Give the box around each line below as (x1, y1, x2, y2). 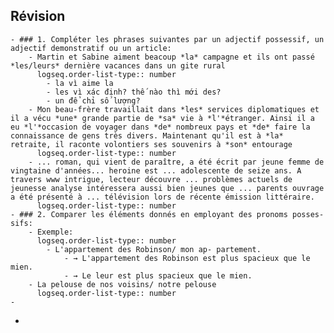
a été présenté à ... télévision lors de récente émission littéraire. (10, 192, 315, 202)
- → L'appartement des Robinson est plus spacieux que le (63, 253, 311, 263)
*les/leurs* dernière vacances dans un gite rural (10, 60, 226, 71)
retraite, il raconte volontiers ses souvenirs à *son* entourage (10, 139, 293, 149)
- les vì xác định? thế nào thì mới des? (46, 87, 222, 97)
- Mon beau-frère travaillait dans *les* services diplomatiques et (28, 104, 320, 114)
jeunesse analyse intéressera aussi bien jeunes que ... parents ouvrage (10, 183, 325, 193)
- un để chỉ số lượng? (46, 95, 141, 106)
